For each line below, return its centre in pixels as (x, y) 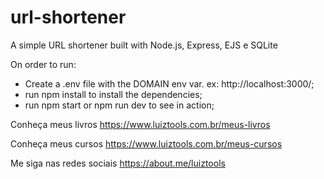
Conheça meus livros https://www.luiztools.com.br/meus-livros (140, 124)
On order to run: (43, 64)
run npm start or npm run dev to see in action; (119, 105)
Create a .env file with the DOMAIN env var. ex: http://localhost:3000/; (169, 83)
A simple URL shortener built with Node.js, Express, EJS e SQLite (144, 45)
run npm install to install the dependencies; (113, 94)
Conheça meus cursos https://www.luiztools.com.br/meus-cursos (146, 143)
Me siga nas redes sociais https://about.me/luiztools (118, 163)
